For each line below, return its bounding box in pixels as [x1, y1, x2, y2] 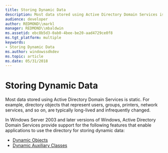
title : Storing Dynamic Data [5, 7, 66, 12]
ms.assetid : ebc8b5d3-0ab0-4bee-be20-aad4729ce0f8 [5, 30, 113, 35]
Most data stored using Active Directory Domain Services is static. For [5, 96, 150, 102]
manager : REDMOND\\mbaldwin [5, 26, 64, 31]
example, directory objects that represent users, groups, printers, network [5, 102, 158, 108]
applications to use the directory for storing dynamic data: [5, 127, 125, 133]
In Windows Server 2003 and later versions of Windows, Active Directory [5, 117, 156, 123]
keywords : [5, 40, 26, 45]
